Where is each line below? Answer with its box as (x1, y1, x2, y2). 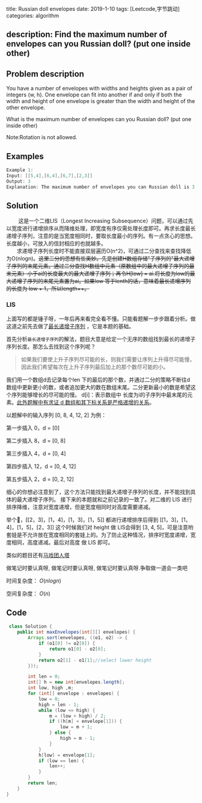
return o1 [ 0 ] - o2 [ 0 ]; (49, 646, 106, 652)
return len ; (28, 780, 58, 786)
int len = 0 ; (28, 673, 61, 680)
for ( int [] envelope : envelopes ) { (28, 690, 120, 697)
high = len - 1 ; (38, 701, 79, 708)
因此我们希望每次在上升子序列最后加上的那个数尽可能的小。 (20, 363, 169, 370)
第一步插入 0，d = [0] (6, 424, 60, 431)
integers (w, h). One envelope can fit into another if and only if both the (6, 91, 182, 98)
